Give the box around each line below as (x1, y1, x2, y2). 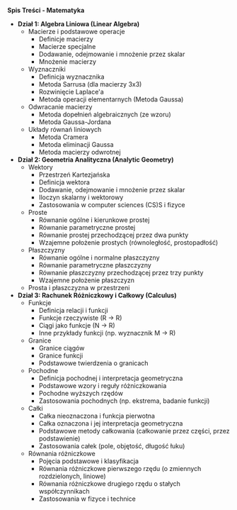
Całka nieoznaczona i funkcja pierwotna (38, 411, 156, 420)
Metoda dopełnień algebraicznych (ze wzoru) (38, 110, 171, 118)
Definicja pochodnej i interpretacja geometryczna (38, 374, 183, 382)
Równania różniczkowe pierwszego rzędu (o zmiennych (38, 465, 202, 472)
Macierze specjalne (38, 43, 96, 50)
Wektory (28, 163, 53, 171)
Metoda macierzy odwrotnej (38, 148, 122, 156)
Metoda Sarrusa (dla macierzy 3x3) (38, 80, 142, 88)
